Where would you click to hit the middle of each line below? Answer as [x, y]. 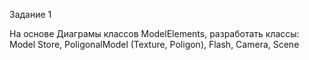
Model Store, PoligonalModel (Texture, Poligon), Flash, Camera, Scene [154, 44]
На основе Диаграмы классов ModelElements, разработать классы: [154, 33]
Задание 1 [30, 14]
